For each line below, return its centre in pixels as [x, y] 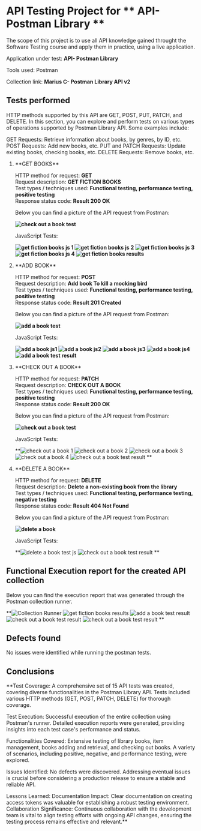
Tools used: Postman [32, 70]
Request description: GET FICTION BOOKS [68, 182]
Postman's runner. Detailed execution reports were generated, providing [95, 723]
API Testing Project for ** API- [83, 11]
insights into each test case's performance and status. [73, 730]
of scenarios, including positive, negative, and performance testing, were [97, 754]
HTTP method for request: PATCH [57, 379]
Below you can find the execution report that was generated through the [95, 595]
